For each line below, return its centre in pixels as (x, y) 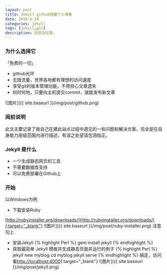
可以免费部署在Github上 (37, 173)
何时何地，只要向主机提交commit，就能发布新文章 (64, 92)
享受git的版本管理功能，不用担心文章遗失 (54, 86)
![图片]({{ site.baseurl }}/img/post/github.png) (52, 103)
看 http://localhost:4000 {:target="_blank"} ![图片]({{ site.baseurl (78, 262)
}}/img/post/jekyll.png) (36, 267)
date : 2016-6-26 (22, 19)
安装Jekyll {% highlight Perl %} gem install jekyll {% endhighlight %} (83, 243)
